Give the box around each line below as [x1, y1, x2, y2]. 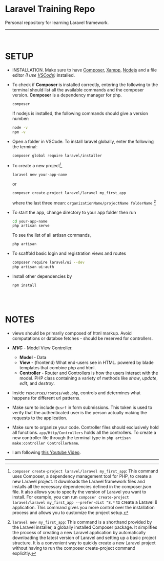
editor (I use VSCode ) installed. [12, 72, 75, 78]
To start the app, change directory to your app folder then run [12, 209, 137, 215]
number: [12, 115, 29, 121]
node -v [12, 125, 28, 130]
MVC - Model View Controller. [12, 345, 73, 351]
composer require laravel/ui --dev [12, 260, 85, 265]
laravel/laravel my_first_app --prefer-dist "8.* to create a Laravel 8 [12, 499, 158, 505]
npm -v [12, 130, 26, 135]
